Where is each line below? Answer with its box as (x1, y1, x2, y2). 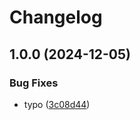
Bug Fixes (9, 76, 59, 90)
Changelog (9, 6, 103, 29)
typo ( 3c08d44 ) (23, 98, 91, 110)
